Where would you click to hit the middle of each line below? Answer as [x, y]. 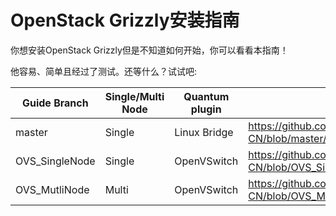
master [31, 132]
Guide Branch [55, 103]
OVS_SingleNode [55, 161]
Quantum [206, 96]
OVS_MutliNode [52, 189]
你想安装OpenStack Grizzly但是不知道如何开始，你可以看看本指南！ [149, 50]
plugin [206, 109]
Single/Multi [134, 96]
